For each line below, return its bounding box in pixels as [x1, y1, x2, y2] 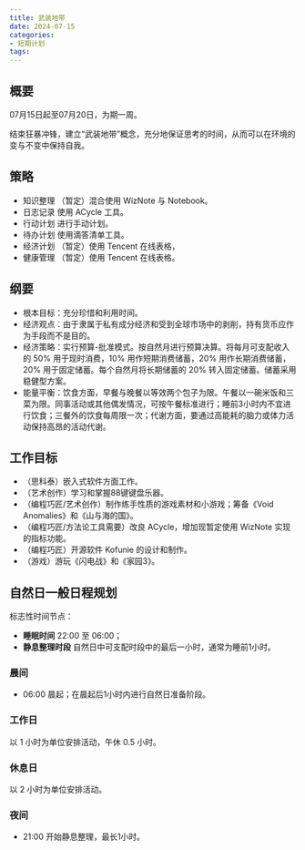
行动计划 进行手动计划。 [22, 218, 114, 229]
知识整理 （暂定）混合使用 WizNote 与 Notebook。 [22, 195, 213, 206]
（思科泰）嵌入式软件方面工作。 [22, 476, 143, 487]
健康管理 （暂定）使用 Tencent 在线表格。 [22, 251, 180, 262]
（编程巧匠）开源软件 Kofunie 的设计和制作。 [22, 544, 193, 556]
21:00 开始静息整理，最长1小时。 [22, 831, 146, 843]
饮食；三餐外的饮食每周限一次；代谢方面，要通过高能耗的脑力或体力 [30, 409, 287, 420]
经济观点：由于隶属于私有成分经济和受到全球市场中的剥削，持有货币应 [22, 318, 287, 329]
